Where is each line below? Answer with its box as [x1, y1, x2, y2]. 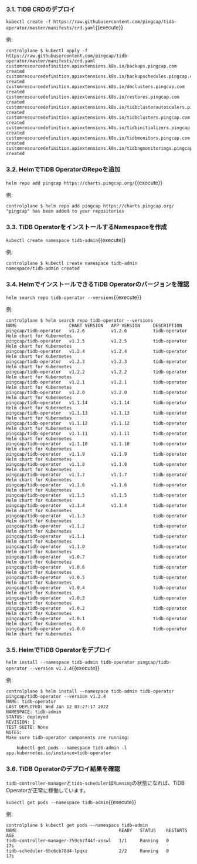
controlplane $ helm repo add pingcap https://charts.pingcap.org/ [6, 203, 175, 209]
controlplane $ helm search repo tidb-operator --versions [6, 318, 154, 324]
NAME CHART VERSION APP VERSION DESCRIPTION [6, 323, 182, 329]
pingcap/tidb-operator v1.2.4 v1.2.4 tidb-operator [6, 348, 188, 355]
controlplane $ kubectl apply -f [6, 48, 88, 54]
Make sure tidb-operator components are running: [6, 735, 130, 741]
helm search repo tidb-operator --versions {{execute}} [6, 294, 142, 301]
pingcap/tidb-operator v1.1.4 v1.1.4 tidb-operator [6, 503, 188, 509]
